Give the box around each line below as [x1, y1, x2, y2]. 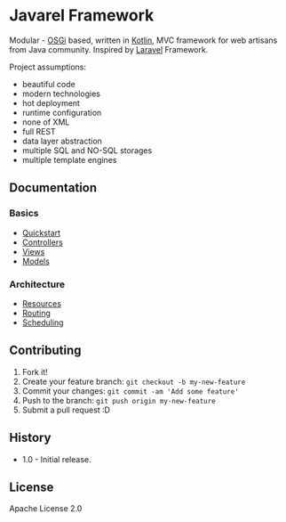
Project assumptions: [9, 61, 87, 72]
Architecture [9, 278, 66, 290]
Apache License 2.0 [9, 503, 83, 514]
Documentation [9, 180, 98, 196]
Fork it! [21, 366, 49, 377]
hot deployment [21, 97, 80, 108]
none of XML [21, 117, 70, 127]
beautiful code [21, 78, 75, 89]
